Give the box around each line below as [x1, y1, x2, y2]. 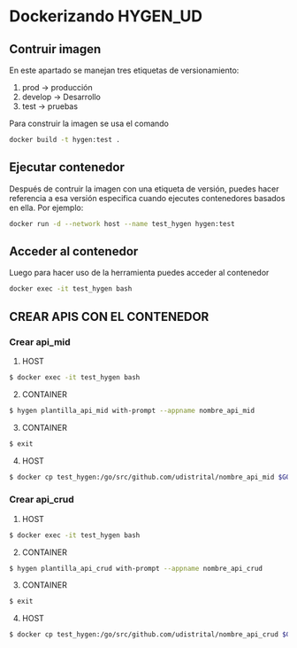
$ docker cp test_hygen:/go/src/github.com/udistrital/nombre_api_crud [9, 630, 278, 639]
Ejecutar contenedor [9, 160, 126, 175]
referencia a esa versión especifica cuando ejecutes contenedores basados [9, 192, 286, 203]
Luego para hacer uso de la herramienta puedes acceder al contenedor [9, 268, 270, 278]
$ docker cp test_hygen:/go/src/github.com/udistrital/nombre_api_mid [9, 472, 275, 481]
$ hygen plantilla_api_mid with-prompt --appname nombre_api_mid [9, 406, 255, 415]
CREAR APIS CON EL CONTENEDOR [9, 308, 209, 324]
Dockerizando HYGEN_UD [9, 6, 203, 27]
